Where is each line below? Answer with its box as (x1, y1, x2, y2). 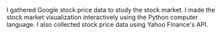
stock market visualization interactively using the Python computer (6, 13, 198, 21)
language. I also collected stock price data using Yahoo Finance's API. (6, 21, 209, 28)
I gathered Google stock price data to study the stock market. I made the (6, 6, 216, 14)
